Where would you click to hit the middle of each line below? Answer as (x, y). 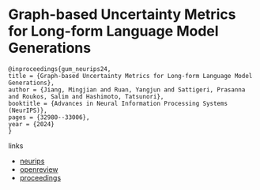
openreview (39, 169)
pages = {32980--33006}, (49, 117)
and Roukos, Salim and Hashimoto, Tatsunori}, (86, 96)
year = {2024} (32, 124)
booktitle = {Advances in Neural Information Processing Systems (118, 103)
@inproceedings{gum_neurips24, (60, 69)
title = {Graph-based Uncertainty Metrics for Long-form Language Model (130, 76)
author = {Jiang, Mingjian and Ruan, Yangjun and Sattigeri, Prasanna (127, 89)
